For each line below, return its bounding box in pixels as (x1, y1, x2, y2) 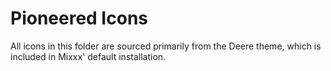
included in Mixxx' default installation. (10, 50, 167, 62)
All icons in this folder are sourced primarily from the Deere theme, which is (10, 40, 322, 52)
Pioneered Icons (10, 7, 148, 30)
